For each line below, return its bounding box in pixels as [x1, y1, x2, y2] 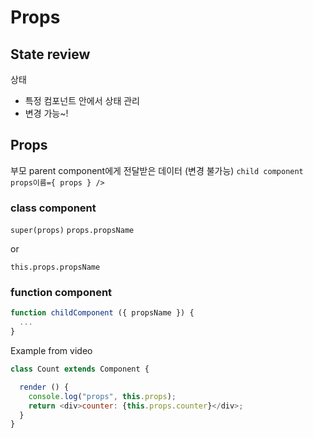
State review [10, 46, 91, 63]
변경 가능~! [24, 107, 69, 119]
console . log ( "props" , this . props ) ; [28, 391, 177, 401]
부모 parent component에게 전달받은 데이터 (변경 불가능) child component [10, 164, 304, 176]
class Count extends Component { [10, 364, 150, 375]
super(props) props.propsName [10, 226, 135, 236]
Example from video [10, 345, 93, 357]
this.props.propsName [10, 262, 101, 273]
